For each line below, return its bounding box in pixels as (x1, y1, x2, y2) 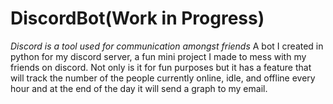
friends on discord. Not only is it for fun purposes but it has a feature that (10, 61, 312, 73)
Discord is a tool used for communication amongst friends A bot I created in (10, 40, 324, 52)
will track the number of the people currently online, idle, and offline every (10, 72, 316, 84)
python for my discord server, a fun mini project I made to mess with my (10, 50, 307, 62)
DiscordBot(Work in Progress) (10, 7, 265, 30)
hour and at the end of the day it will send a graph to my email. (10, 82, 268, 94)
